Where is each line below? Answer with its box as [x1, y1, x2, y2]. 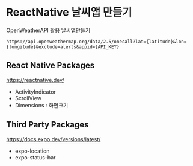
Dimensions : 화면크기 [14, 101, 69, 109]
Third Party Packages [6, 120, 89, 130]
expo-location [14, 147, 50, 155]
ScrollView [14, 94, 42, 101]
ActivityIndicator [14, 88, 56, 95]
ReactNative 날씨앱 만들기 [6, 5, 132, 19]
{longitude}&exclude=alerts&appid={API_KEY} [6, 43, 120, 50]
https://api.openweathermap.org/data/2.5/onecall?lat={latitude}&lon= [6, 39, 187, 45]
